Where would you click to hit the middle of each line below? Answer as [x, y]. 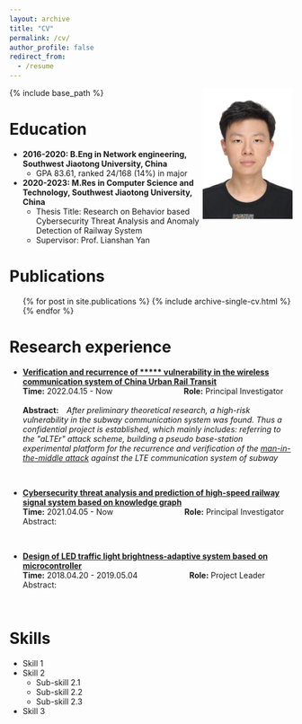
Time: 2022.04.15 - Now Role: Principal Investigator [153, 391]
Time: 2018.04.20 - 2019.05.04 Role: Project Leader [144, 575]
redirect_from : [38, 57]
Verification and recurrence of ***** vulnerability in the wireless [146, 372]
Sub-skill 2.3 [59, 702]
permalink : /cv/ [40, 38]
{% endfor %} [48, 311]
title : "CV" [31, 28]
